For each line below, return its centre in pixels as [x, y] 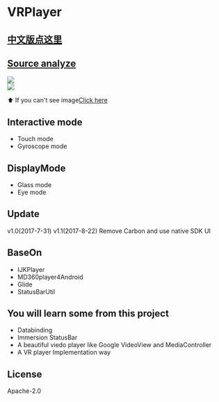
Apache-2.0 [24, 391]
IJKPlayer [31, 269]
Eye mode [32, 193]
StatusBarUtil [36, 291]
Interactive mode [45, 122]
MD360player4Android [50, 277]
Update [24, 214]
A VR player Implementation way [64, 353]
